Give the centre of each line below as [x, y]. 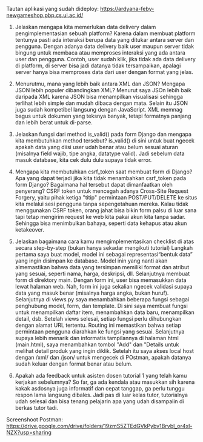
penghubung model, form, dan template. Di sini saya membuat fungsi [101, 306]
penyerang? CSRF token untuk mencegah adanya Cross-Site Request [102, 191]
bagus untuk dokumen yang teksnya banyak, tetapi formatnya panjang [103, 116]
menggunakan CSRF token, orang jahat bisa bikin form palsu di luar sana [106, 210]
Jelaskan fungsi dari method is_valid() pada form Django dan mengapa [103, 134]
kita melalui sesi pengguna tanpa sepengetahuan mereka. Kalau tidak [102, 204]
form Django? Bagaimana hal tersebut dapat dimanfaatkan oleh [94, 185]
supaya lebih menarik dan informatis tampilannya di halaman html [97, 338]
